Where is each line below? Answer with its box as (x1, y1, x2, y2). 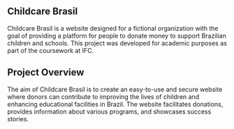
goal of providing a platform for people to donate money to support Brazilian (7, 31, 227, 40)
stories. (7, 114, 29, 123)
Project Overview (7, 66, 85, 79)
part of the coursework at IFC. (7, 46, 94, 54)
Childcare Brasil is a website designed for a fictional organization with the (7, 24, 219, 32)
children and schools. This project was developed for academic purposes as (7, 38, 227, 47)
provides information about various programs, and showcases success (7, 107, 212, 116)
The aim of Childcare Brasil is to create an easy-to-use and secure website (7, 85, 223, 93)
